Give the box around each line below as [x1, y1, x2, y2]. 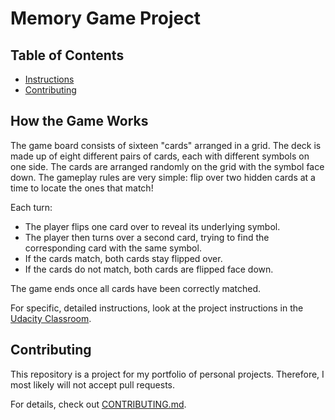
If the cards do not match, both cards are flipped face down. [24, 263, 274, 275]
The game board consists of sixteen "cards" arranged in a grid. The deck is [10, 139, 322, 151]
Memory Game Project [10, 7, 201, 30]
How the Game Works [10, 113, 149, 130]
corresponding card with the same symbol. [24, 242, 202, 254]
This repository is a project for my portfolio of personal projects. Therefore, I [10, 368, 325, 380]
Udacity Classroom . [10, 312, 92, 324]
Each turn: [10, 201, 53, 213]
